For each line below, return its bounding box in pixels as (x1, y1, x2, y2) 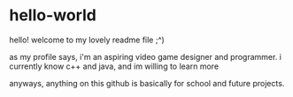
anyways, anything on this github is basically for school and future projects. (9, 78, 285, 88)
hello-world (9, 5, 97, 26)
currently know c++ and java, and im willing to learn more (9, 61, 220, 71)
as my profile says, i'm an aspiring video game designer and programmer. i (9, 51, 281, 62)
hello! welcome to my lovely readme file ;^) (9, 34, 166, 45)
